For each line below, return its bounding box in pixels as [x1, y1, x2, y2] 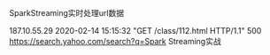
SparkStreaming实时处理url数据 [9, 8, 125, 18]
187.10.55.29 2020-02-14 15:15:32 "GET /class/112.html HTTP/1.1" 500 [9, 26, 262, 35]
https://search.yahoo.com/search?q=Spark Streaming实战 [9, 36, 221, 46]
